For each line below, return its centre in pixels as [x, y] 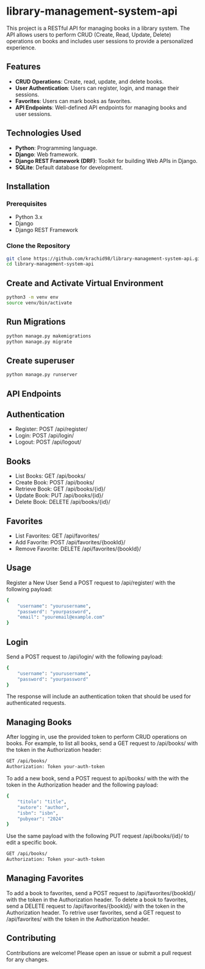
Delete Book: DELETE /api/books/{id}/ [63, 502]
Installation [28, 186]
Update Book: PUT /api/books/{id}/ [59, 495]
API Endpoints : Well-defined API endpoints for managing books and [101, 107]
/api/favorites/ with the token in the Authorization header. [78, 919]
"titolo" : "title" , [42, 801]
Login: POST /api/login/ [45, 436]
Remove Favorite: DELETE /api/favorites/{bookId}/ [78, 549]
